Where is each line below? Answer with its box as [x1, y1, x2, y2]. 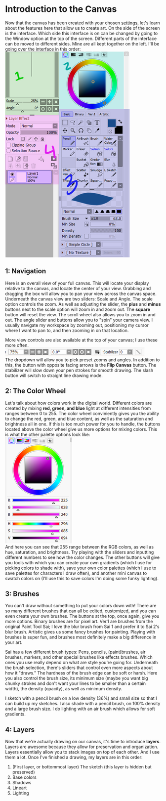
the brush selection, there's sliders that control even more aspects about [5, 665, 153, 671]
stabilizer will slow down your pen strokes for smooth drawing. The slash [5, 367, 154, 373]
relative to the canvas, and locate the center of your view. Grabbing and [5, 285, 151, 291]
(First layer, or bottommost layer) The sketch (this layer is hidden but [12, 764, 152, 770]
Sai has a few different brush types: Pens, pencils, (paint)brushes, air [5, 649, 146, 655]
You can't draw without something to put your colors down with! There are [5, 603, 157, 609]
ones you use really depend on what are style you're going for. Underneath [5, 660, 158, 666]
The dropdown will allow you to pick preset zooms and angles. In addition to [5, 357, 160, 363]
